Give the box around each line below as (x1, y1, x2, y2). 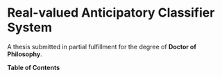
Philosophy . (7, 50, 43, 58)
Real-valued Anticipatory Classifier (7, 5, 215, 21)
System (7, 19, 53, 35)
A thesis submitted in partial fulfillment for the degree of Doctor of (7, 42, 196, 51)
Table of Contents (7, 63, 60, 71)
